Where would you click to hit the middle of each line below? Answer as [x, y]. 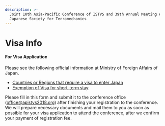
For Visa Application [26, 57]
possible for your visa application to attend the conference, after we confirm [82, 113]
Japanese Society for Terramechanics [48, 19]
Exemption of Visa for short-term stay [50, 88]
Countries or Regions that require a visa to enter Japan [68, 82]
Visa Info [24, 43]
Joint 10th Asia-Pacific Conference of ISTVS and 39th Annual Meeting [83, 14]
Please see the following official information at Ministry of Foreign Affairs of [82, 68]
